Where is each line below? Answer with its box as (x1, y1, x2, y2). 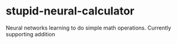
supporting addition (6, 30, 56, 37)
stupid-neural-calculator (6, 4, 135, 18)
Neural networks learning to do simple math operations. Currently (6, 24, 171, 31)
